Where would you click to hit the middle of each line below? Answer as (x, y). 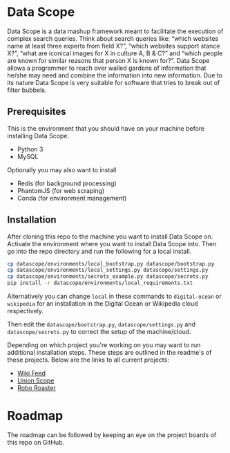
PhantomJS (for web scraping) (61, 190)
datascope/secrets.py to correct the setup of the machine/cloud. (99, 332)
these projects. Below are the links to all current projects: (88, 360)
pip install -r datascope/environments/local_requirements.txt (100, 283)
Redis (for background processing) (67, 183)
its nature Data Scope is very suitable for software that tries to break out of (114, 82)
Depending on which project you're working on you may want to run (104, 345)
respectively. (25, 311)
